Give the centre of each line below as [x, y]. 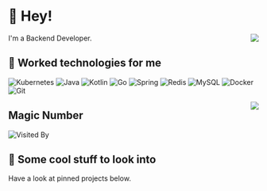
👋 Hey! [31, 16]
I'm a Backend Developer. [50, 38]
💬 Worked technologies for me [85, 63]
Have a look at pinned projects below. [70, 178]
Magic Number [46, 115]
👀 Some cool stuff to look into [82, 159]
